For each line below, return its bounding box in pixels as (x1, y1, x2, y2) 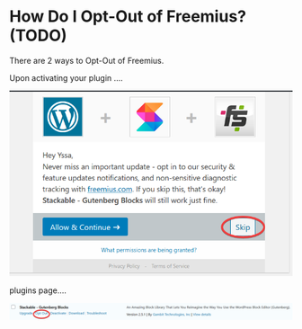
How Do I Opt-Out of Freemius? (9, 6, 247, 27)
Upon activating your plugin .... (9, 72, 123, 83)
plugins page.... (9, 285, 67, 296)
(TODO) (9, 25, 67, 46)
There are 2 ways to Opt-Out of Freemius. (9, 55, 164, 66)
